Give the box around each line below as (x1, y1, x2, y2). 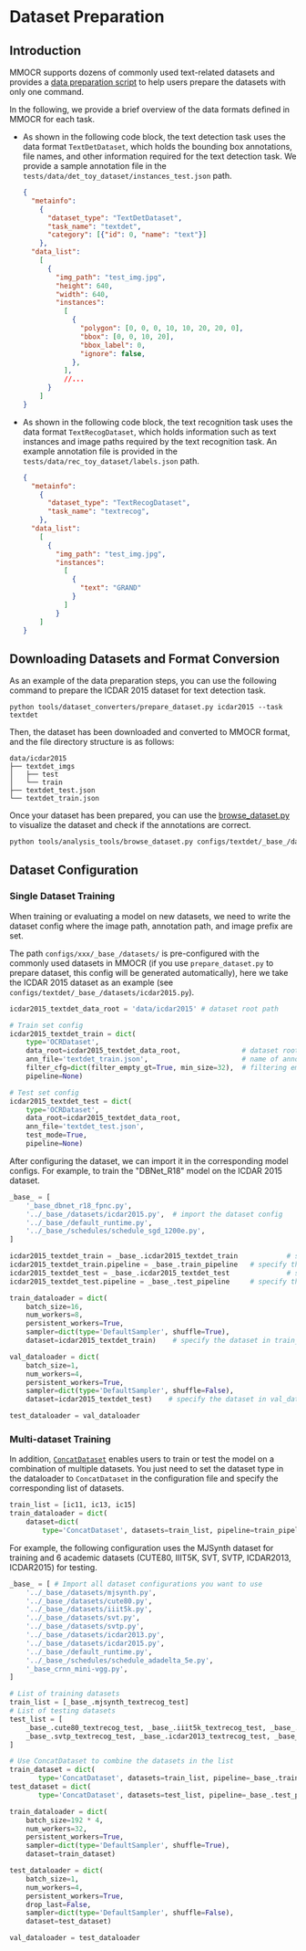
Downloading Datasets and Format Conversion (9, 651, 280, 666)
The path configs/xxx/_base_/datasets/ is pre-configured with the (9, 948, 260, 959)
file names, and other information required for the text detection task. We (22, 151, 297, 162)
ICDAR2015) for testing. (9, 1561, 97, 1572)
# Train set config (9, 1021, 84, 1030)
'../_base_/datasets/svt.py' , (25, 1613, 141, 1622)
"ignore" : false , (80, 349, 146, 358)
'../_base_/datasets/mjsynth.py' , (25, 1588, 157, 1597)
